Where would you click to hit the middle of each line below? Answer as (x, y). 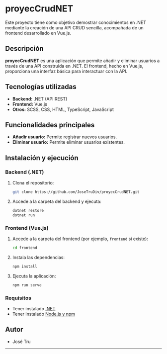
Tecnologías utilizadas (41, 87)
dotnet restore (28, 210)
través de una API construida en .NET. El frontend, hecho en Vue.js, (74, 66)
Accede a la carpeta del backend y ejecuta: (57, 201)
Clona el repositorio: (33, 183)
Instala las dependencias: (38, 257)
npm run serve (27, 285)
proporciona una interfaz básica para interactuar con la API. (66, 71)
